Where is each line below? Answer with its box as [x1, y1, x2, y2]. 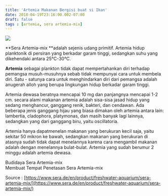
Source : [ [5, 175, 26, 181]
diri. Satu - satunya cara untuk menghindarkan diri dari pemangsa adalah [5, 76, 158, 83]
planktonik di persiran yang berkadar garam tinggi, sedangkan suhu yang [5, 50, 158, 56]
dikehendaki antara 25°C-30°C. [5, 56, 71, 62]
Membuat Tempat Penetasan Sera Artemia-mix [5, 165, 103, 171]
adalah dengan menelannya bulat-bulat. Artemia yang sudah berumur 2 [5, 144, 154, 150]
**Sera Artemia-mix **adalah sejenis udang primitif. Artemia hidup [5, 45, 145, 51]
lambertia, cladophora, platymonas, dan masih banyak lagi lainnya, [5, 113, 144, 119]
